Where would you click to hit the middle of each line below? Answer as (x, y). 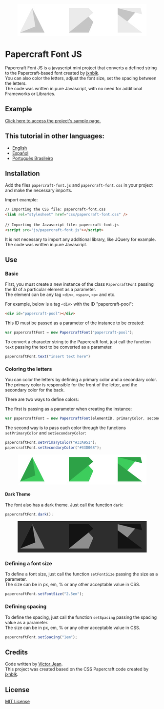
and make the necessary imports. (39, 190)
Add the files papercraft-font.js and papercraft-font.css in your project (79, 185)
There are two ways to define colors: (42, 399)
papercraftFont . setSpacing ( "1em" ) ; (41, 637)
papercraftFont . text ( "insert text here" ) (48, 357)
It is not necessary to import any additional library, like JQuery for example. (81, 239)
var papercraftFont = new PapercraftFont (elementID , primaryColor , (75, 418)
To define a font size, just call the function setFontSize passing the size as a (82, 574)
